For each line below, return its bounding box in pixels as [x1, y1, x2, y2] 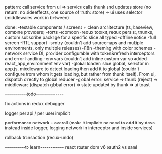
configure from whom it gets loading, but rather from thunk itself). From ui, [5, 71, 156, 77]
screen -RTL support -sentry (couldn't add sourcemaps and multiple [5, 40, 144, 46]
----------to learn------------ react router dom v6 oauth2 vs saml [5, 144, 137, 150]
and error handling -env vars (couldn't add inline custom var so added [5, 56, 147, 61]
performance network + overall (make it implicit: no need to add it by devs [5, 120, 155, 125]
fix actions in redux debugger [5, 101, 65, 106]
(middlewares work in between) [5, 15, 69, 20]
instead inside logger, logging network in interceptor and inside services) [5, 125, 153, 131]
